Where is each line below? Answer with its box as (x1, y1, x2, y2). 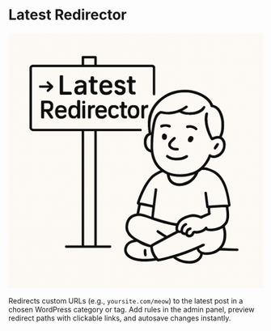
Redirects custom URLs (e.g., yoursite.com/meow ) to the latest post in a (8, 295, 243, 305)
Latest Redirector (8, 6, 127, 24)
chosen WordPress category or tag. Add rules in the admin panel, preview (8, 304, 255, 314)
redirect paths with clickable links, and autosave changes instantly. (8, 313, 231, 323)
